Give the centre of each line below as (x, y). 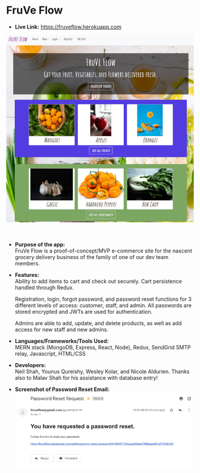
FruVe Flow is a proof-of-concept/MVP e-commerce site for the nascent (103, 251)
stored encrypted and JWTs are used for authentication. (84, 311)
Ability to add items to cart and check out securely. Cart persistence (98, 281)
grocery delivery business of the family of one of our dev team (91, 257)
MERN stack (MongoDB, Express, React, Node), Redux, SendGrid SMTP (103, 347)
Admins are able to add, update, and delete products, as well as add (98, 323)
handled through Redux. (44, 287)
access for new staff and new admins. (62, 329)
